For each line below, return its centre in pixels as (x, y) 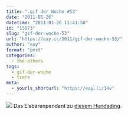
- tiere (21, 77)
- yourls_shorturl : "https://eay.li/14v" (63, 88)
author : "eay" (24, 45)
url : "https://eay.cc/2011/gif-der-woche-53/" (64, 39)
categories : (21, 55)
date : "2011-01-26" (30, 17)
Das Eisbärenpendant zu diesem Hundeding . (68, 106)
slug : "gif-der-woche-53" (38, 34)
